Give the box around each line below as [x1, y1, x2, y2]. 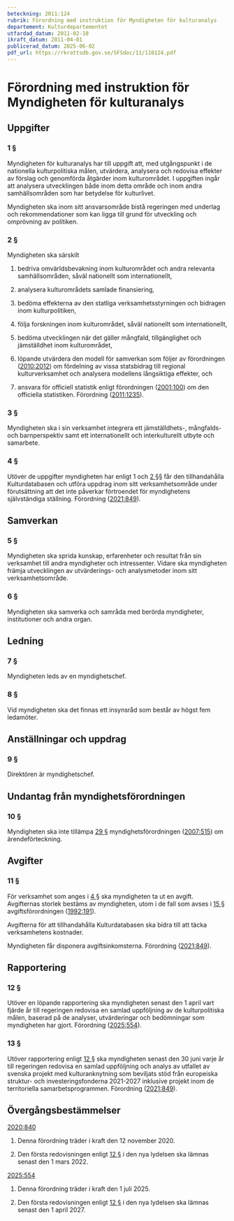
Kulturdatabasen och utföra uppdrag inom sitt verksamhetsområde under [7, 479, 218, 488]
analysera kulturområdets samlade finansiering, [17, 285, 155, 294]
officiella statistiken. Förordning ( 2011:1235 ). [17, 390, 145, 399]
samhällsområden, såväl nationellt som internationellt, [17, 272, 173, 280]
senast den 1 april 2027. [17, 1206, 86, 1214]
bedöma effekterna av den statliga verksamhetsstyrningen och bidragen [17, 299, 226, 308]
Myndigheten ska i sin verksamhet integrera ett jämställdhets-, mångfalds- [7, 424, 222, 432]
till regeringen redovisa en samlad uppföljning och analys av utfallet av [7, 1062, 210, 1070]
